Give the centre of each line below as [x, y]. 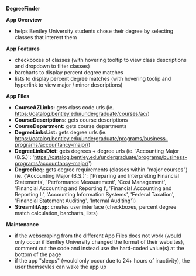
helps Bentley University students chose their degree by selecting [94, 31]
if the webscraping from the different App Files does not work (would [98, 236]
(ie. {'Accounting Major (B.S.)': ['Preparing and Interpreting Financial [97, 176]
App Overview [24, 20]
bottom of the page [38, 254]
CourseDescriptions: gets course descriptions [71, 120]
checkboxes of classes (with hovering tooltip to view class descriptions [101, 60]
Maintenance [23, 224]
